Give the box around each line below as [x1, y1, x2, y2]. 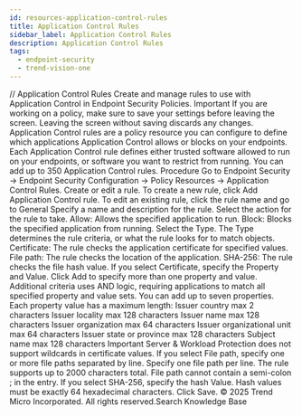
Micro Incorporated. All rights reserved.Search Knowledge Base [9, 395, 248, 407]
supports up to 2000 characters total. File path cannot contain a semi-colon [9, 367, 292, 378]
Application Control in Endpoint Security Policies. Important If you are [9, 98, 269, 109]
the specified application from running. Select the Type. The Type [9, 222, 255, 233]
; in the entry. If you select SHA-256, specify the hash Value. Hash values [9, 376, 282, 387]
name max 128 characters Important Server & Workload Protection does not [9, 338, 292, 349]
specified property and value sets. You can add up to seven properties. [9, 290, 274, 301]
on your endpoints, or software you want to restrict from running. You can [9, 156, 284, 166]
